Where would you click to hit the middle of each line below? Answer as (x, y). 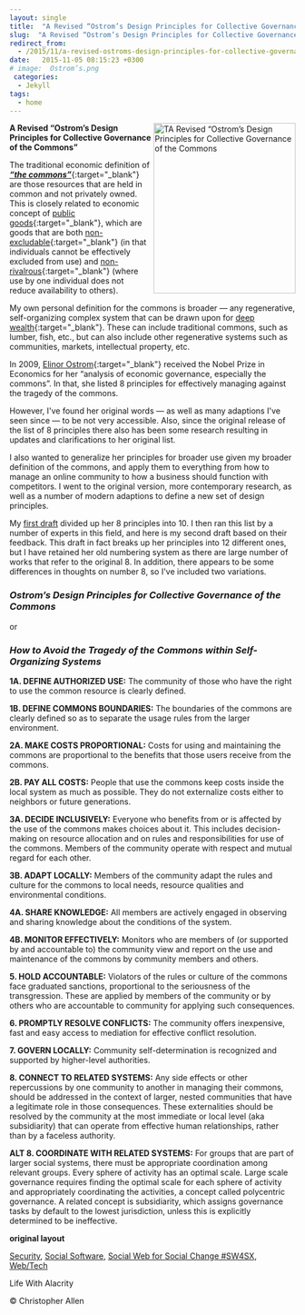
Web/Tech (29, 1265)
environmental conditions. (58, 894)
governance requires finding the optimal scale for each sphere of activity (146, 1181)
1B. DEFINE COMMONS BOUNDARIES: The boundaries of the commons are (151, 708)
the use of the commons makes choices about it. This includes (126, 829)
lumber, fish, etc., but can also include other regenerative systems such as (149, 337)
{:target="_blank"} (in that (98, 243)
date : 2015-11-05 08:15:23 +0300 (77, 60)
